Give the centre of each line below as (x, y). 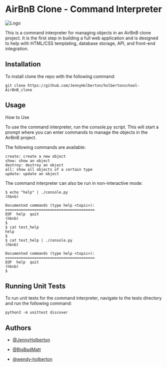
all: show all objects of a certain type (49, 169)
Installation (23, 64)
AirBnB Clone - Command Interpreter (84, 9)
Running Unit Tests (35, 286)
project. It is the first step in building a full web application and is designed (82, 38)
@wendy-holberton (32, 359)
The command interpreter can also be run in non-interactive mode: (74, 183)
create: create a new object (35, 156)
